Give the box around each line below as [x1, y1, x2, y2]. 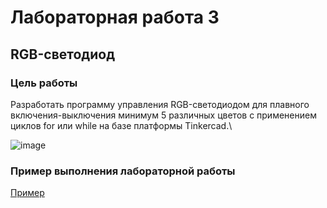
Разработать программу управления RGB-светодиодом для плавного [10, 98, 310, 110]
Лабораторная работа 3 [10, 6, 220, 29]
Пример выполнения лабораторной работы [10, 164, 236, 178]
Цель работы [10, 76, 78, 90]
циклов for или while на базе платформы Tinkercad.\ [10, 119, 233, 131]
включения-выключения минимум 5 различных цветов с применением [10, 109, 317, 121]
